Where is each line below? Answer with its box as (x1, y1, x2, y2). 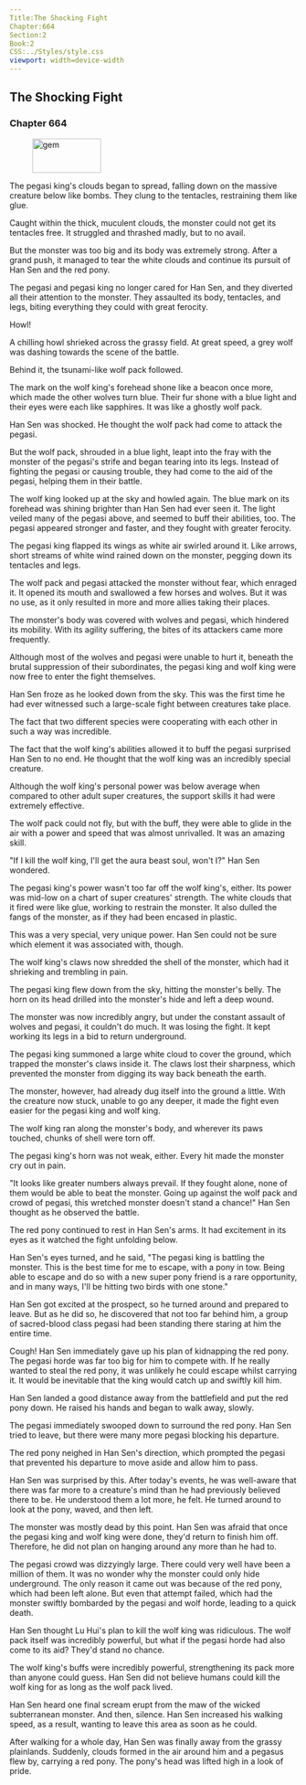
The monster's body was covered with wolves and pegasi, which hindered (9, 614, 290, 625)
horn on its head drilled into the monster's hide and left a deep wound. (9, 993, 274, 1004)
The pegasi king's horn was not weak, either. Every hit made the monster (9, 1150, 285, 1161)
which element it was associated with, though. (9, 939, 185, 950)
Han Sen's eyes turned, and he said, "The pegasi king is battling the (9, 1251, 265, 1262)
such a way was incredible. (9, 726, 112, 737)
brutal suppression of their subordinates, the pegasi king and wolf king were (9, 661, 297, 672)
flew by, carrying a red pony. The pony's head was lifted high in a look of (9, 1756, 284, 1767)
